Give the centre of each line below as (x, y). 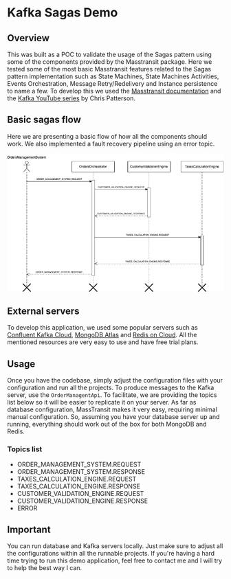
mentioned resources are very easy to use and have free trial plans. (103, 342)
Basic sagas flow (44, 120)
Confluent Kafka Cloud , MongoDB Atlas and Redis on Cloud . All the (102, 335)
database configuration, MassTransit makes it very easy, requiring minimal (112, 409)
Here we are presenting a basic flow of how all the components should (107, 136)
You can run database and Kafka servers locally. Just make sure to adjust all (115, 546)
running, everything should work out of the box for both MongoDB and (107, 424)
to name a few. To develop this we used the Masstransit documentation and (114, 91)
